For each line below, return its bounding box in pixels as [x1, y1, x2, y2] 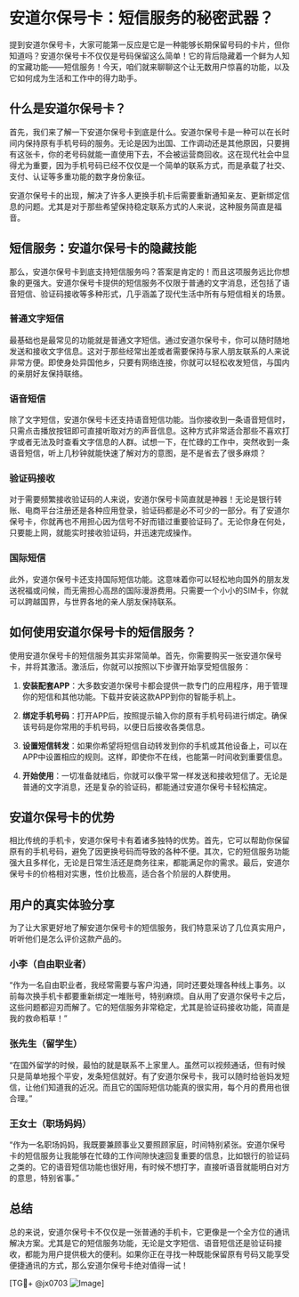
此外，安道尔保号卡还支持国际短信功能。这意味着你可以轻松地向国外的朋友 [9, 573, 282, 584]
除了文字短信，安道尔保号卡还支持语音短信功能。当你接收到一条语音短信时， [9, 415, 290, 426]
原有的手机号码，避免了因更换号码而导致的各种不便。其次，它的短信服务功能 [9, 847, 290, 857]
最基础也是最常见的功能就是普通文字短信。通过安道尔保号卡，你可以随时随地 [9, 335, 290, 345]
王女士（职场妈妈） [9, 1117, 92, 1130]
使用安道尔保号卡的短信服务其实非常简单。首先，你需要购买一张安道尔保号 [9, 650, 282, 661]
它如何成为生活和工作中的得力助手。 [9, 72, 142, 83]
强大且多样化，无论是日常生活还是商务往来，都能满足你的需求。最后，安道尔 [9, 857, 290, 868]
